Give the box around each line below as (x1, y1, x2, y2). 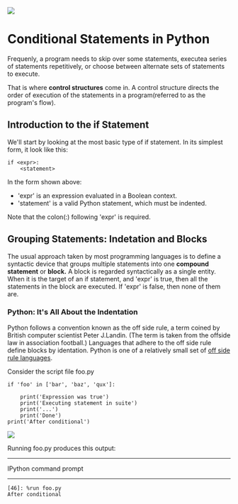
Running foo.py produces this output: (7, 444, 116, 452)
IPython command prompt (7, 464, 84, 473)
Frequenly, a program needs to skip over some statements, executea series (7, 54, 227, 63)
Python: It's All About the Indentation (7, 307, 138, 317)
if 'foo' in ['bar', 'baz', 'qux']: (7, 381, 115, 388)
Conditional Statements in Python (7, 31, 210, 47)
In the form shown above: (7, 177, 82, 186)
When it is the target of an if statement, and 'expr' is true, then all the (7, 274, 208, 283)
